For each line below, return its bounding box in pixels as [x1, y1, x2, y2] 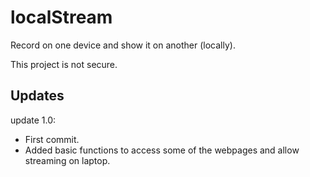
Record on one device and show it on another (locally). [10, 39, 236, 51]
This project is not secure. [10, 58, 118, 70]
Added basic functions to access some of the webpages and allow [24, 144, 300, 156]
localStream [10, 6, 113, 29]
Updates [10, 87, 65, 105]
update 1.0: [10, 114, 57, 126]
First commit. [24, 133, 80, 145]
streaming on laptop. [24, 154, 111, 166]
